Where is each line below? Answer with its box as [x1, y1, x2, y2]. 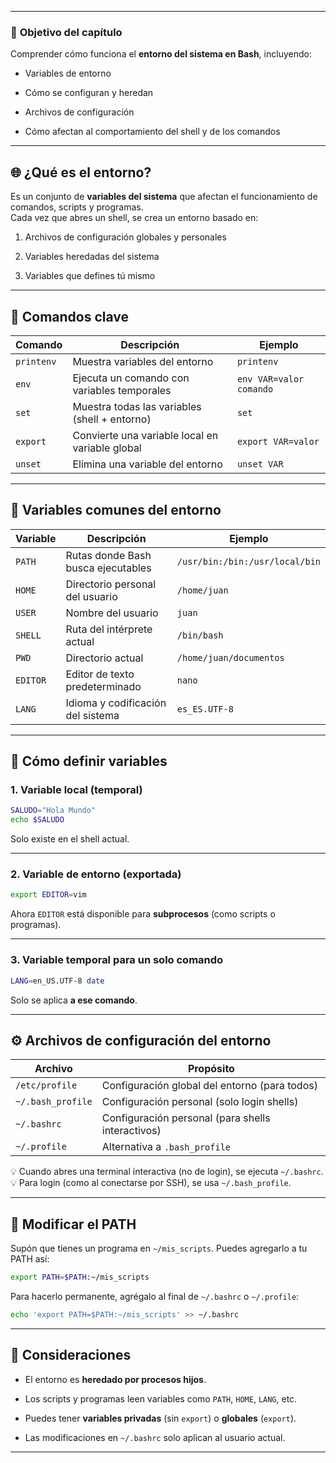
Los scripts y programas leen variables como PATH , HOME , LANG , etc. [24, 1392, 298, 1405]
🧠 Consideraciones [10, 1347, 132, 1364]
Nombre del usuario [65, 606, 159, 620]
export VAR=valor [236, 436, 320, 447]
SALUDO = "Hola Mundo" [10, 806, 97, 816]
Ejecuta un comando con [72, 371, 190, 385]
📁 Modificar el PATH [10, 1216, 137, 1233]
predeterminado [65, 679, 142, 693]
